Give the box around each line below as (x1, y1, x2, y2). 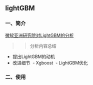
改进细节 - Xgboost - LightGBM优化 (12, 59, 88, 65)
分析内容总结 (29, 42, 56, 49)
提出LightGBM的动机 (12, 53, 55, 59)
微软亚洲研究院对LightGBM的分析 (5, 32, 74, 38)
